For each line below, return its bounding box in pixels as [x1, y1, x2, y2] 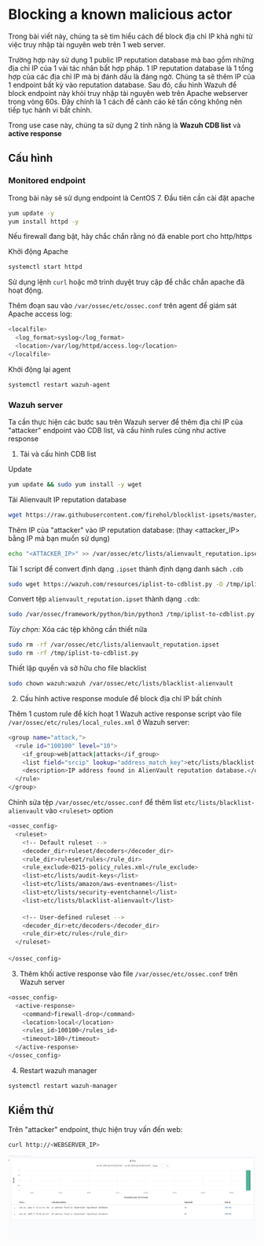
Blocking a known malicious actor [8, 6, 233, 24]
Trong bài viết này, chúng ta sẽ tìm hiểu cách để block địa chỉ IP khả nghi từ [8, 31, 253, 41]
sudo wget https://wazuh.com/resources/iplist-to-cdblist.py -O [8, 580, 223, 588]
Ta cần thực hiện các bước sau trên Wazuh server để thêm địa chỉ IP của [8, 417, 244, 426]
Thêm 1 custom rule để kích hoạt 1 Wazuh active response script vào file [8, 709, 242, 719]
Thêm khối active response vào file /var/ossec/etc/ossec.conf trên [19, 968, 238, 978]
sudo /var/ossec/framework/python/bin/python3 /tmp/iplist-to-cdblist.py [8, 611, 255, 619]
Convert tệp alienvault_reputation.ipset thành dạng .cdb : [8, 594, 200, 604]
